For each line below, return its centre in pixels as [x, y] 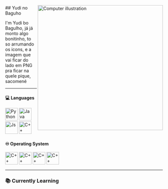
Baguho [13, 13]
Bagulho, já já [19, 28]
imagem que [18, 55]
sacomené [16, 81]
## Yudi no [16, 8]
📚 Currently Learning [32, 181]
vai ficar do [17, 60]
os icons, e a [18, 49]
